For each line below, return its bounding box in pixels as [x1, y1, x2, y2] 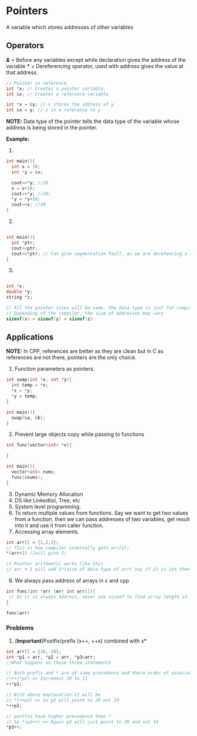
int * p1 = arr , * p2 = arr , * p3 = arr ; [6, 654, 96, 660]
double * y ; [6, 289, 33, 295]
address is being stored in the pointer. [6, 124, 98, 131]
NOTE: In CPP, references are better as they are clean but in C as [6, 348, 164, 355]
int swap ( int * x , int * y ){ [6, 377, 72, 383]
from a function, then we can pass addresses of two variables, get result [14, 515, 191, 522]
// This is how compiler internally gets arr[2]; [6, 545, 130, 551]
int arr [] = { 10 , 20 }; [6, 648, 62, 654]
